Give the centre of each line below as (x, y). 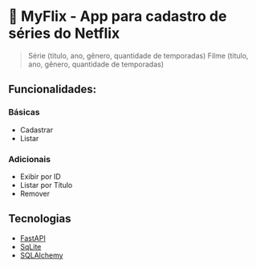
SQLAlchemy (41, 255)
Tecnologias (40, 219)
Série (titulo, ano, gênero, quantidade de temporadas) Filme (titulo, (138, 55)
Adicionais (29, 159)
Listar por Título (46, 185)
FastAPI (33, 238)
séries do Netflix (64, 33)
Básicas (24, 112)
